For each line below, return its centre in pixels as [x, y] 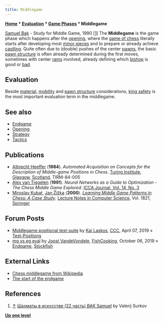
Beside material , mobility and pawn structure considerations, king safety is [80, 92]
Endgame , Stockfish [32, 246]
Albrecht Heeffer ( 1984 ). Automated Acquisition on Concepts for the [81, 167]
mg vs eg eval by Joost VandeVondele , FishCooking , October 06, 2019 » [85, 241]
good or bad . [18, 64]
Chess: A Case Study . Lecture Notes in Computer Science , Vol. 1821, [81, 198]
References [23, 294]
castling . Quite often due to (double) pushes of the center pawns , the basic [81, 49]
